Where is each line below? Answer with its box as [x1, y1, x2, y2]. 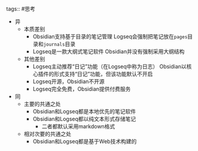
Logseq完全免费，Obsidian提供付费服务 [32, 86, 131, 92]
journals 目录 [43, 41, 76, 47]
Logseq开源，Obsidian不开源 [32, 78, 105, 85]
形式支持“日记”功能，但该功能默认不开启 [53, 71, 153, 77]
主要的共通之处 [23, 101, 61, 107]
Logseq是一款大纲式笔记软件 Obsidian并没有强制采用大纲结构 [32, 48, 185, 55]
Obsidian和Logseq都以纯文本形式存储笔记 [32, 116, 136, 122]
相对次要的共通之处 [23, 131, 72, 137]
